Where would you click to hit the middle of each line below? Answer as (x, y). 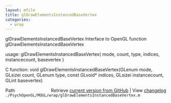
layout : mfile (20, 10)
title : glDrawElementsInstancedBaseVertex (51, 15)
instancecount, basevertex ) (35, 60)
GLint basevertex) (24, 80)
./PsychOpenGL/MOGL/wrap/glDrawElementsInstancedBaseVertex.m (73, 95)
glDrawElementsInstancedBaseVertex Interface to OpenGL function (76, 39)
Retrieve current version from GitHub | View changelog (108, 91)
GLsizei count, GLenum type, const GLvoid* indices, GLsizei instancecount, (85, 75)
